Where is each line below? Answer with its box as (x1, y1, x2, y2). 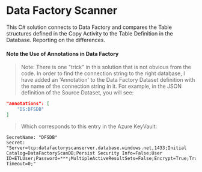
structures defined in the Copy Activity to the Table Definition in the (6, 29, 173, 37)
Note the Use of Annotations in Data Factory (6, 50, 119, 57)
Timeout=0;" (6, 161, 36, 167)
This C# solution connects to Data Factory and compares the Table (6, 23, 173, 31)
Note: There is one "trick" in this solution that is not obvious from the (20, 64, 191, 71)
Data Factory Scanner (6, 4, 118, 17)
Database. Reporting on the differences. (6, 36, 105, 43)
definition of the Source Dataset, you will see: (20, 89, 134, 96)
